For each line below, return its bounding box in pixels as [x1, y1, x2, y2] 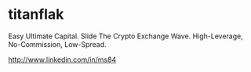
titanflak [8, 5, 64, 23]
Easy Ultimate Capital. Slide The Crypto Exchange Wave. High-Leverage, [8, 31, 243, 41]
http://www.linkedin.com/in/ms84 [8, 55, 117, 64]
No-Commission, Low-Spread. [8, 39, 107, 49]
